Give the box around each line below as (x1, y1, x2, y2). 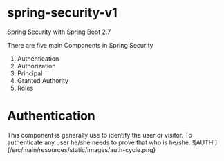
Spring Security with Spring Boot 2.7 (7, 28, 111, 36)
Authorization (17, 61, 57, 70)
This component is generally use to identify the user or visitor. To (7, 131, 192, 139)
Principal (17, 69, 43, 77)
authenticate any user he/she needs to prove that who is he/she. (7, 138, 192, 146)
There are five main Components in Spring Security (7, 41, 153, 49)
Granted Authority (17, 76, 69, 84)
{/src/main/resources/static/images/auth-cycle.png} (7, 145, 156, 153)
